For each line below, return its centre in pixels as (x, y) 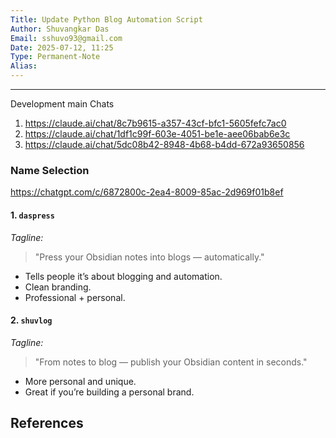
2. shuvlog (31, 320)
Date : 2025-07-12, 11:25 (62, 47)
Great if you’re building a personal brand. (109, 392)
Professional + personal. (75, 297)
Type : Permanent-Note (55, 57)
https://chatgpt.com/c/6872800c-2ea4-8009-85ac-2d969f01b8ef (147, 192)
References (47, 423)
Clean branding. (58, 287)
